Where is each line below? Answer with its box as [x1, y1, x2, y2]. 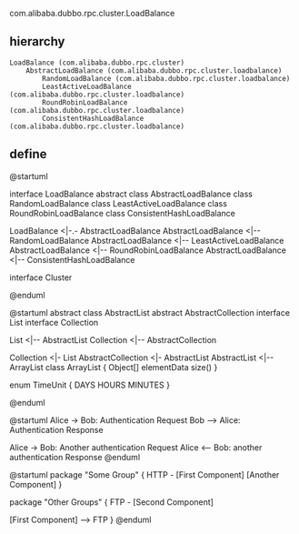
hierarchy [9, 34, 65, 49]
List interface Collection [9, 317, 99, 327]
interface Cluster [9, 272, 73, 283]
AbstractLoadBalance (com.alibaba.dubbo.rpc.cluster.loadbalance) [25, 65, 283, 76]
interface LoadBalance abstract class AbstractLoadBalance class [9, 188, 253, 199]
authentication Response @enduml [9, 451, 141, 462]
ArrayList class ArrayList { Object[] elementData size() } [9, 361, 218, 372]
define [9, 146, 47, 162]
